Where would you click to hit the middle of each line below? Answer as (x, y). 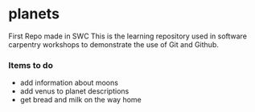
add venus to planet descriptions (74, 91)
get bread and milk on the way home (81, 100)
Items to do (31, 65)
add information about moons (69, 83)
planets (34, 14)
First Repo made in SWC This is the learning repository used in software (128, 36)
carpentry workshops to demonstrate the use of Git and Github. (113, 44)
